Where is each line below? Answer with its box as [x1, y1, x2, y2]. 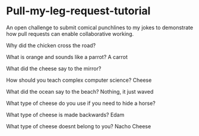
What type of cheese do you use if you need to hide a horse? [6, 100, 156, 107]
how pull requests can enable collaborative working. [6, 30, 134, 37]
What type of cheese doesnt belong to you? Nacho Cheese [6, 122, 151, 129]
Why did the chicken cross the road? [6, 42, 96, 49]
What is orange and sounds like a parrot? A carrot [6, 53, 128, 60]
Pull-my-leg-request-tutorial [6, 4, 151, 18]
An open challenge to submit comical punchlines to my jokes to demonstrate [6, 24, 194, 31]
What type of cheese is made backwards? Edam [6, 111, 125, 118]
